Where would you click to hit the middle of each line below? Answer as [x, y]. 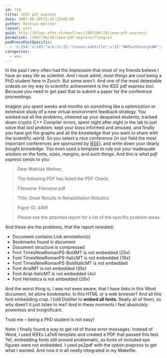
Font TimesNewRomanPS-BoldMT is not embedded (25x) [71, 253]
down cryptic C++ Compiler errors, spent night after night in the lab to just [81, 122]
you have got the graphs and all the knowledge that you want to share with [82, 133]
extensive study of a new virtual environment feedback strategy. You [76, 112]
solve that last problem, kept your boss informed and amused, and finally [80, 128]
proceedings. [19, 97]
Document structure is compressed [48, 247]
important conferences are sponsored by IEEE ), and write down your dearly [83, 144]
